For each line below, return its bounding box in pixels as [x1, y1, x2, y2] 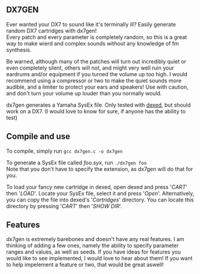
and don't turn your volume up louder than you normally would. [6, 89, 162, 97]
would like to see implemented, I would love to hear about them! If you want [6, 255, 193, 262]
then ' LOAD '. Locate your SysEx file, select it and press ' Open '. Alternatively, [6, 189, 195, 197]
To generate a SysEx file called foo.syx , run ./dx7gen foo [6, 159, 147, 166]
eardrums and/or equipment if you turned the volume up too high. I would [6, 70, 187, 77]
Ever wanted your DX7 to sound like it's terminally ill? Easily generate [6, 20, 177, 28]
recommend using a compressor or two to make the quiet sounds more [6, 77, 181, 84]
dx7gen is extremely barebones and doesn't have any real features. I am [6, 236, 184, 243]
